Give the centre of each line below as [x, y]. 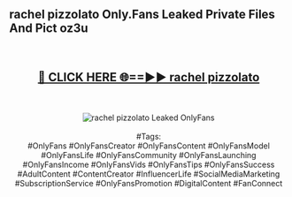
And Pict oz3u [49, 29]
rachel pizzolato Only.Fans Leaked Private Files [142, 15]
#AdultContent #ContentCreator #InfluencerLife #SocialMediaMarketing [149, 174]
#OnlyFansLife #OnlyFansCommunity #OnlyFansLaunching [149, 155]
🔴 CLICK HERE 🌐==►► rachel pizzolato [149, 77]
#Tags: [149, 136]
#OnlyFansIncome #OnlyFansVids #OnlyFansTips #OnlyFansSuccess [149, 164]
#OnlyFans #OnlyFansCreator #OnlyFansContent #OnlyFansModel [149, 146]
